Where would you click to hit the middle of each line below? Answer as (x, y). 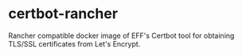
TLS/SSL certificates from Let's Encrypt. (74, 43)
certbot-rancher (63, 14)
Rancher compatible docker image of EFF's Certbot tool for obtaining (121, 35)
